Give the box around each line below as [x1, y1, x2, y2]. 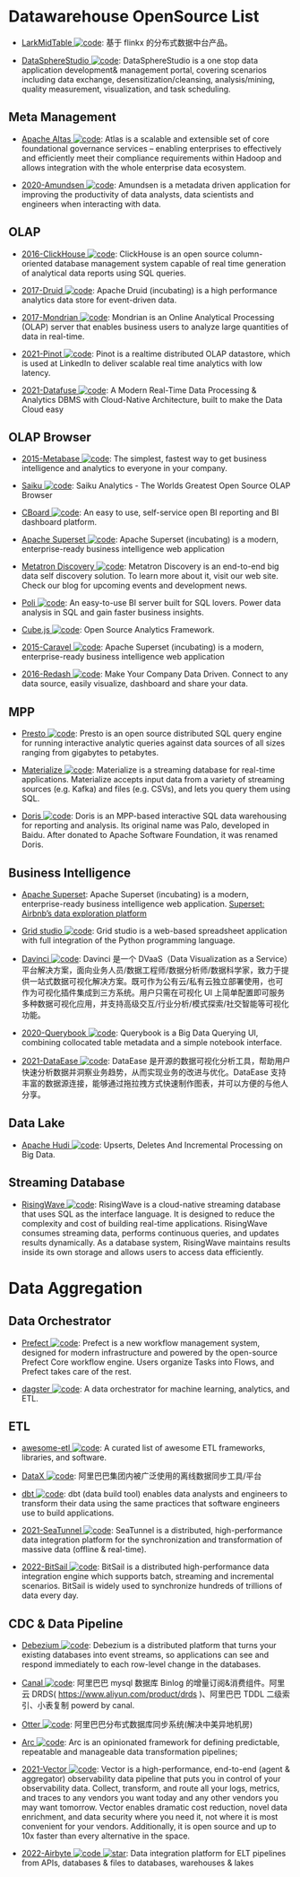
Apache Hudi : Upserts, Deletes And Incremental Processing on [21, 1139, 284, 1150]
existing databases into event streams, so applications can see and [21, 1649, 270, 1661]
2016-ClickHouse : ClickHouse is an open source [21, 249, 230, 259]
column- [231, 249, 263, 259]
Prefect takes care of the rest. [21, 1366, 132, 1376]
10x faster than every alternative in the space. [21, 1830, 190, 1841]
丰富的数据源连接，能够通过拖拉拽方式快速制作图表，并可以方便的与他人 [21, 1078, 288, 1088]
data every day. [21, 1590, 80, 1601]
